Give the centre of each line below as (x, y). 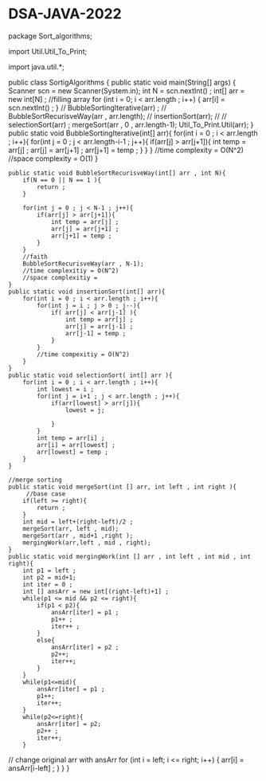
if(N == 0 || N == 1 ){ (62, 180)
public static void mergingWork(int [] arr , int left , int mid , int (129, 556)
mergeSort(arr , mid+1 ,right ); (78, 536)
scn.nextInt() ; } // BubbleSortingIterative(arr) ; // (88, 108)
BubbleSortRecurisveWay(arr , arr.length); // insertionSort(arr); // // (117, 116)
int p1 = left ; (50, 571)
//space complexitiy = (60, 277)
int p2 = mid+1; (50, 577)
